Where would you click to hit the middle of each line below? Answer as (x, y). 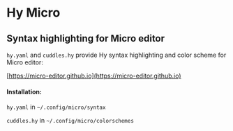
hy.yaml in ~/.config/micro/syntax (56, 107)
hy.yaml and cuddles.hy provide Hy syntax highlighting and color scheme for (116, 55)
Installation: (24, 91)
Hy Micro (33, 13)
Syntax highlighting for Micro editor (86, 38)
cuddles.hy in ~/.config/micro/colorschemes (70, 121)
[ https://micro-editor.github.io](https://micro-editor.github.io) (94, 76)
